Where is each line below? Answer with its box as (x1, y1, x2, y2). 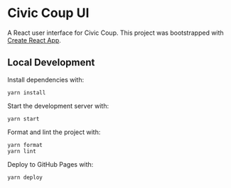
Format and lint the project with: (7, 128, 101, 136)
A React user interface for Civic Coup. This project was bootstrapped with (7, 28, 224, 37)
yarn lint (7, 148, 37, 155)
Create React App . (7, 35, 62, 44)
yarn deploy (7, 174, 43, 181)
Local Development (7, 57, 95, 69)
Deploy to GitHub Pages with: (7, 160, 94, 168)
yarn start (7, 115, 40, 122)
